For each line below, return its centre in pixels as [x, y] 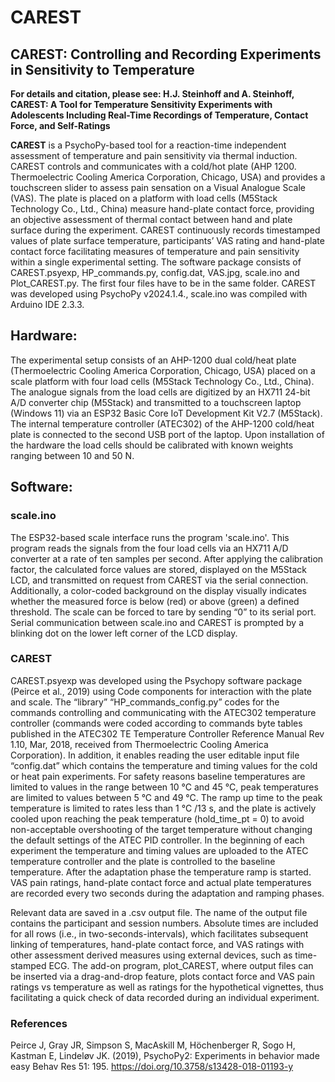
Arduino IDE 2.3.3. [47, 304]
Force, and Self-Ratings [60, 125]
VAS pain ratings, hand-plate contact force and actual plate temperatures [161, 882]
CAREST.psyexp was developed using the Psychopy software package [156, 680]
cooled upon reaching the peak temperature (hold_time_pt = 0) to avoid [157, 818]
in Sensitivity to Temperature [102, 69]
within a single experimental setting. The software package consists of [156, 262]
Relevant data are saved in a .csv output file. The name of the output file [159, 912]
